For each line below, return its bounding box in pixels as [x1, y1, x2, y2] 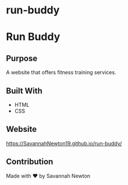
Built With [6, 86, 42, 96]
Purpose [6, 53, 38, 63]
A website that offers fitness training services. [6, 69, 116, 76]
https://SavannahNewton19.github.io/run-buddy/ [6, 139, 122, 146]
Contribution [6, 157, 54, 167]
